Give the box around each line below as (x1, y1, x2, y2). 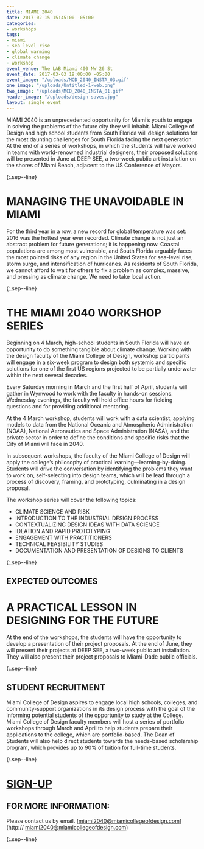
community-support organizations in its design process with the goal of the (6, 705, 195, 712)
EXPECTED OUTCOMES (6, 576, 98, 586)
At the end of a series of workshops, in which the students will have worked (6, 142, 197, 149)
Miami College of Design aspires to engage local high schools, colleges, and (6, 698, 198, 706)
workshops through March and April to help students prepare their (6, 724, 173, 732)
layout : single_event (6, 99, 62, 105)
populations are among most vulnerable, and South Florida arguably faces (6, 247, 192, 254)
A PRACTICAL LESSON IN (6, 601, 137, 615)
